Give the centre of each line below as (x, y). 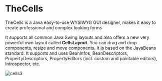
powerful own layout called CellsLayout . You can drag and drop (71, 42)
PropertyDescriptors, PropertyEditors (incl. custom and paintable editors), (81, 58)
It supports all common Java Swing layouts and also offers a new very (77, 37)
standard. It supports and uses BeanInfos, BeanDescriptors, (67, 53)
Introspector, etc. (23, 64)
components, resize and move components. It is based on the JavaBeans (81, 48)
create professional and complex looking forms (54, 27)
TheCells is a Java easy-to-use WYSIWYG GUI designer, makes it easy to (80, 22)
